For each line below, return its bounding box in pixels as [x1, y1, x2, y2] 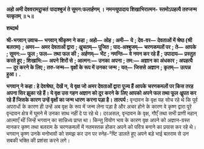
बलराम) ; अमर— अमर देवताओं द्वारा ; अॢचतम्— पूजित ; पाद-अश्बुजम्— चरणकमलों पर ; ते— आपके [6, 43, 197, 51]
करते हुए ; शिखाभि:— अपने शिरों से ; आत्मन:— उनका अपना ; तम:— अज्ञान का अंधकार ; [6, 57, 178, 64]
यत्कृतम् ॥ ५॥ [6, 13, 34, 19]
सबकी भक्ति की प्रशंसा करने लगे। [6, 137, 70, 144]
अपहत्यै [178, 57, 193, 64]
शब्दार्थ [6, 25, 19, 31]
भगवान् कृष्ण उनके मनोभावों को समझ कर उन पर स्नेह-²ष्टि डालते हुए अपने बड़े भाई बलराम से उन [6, 130, 189, 137]
